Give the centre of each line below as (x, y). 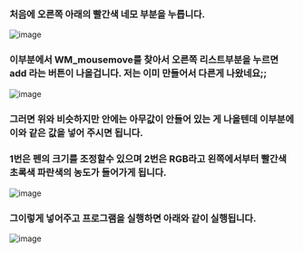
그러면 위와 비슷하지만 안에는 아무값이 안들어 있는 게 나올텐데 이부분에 (152, 119)
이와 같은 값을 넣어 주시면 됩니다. (76, 132)
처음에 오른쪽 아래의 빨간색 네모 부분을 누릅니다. (108, 14)
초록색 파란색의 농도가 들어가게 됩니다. (88, 172)
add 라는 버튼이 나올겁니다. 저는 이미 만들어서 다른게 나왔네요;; (138, 73)
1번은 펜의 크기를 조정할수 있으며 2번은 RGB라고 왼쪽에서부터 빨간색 (148, 159)
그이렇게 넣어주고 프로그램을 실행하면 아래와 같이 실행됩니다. (133, 218)
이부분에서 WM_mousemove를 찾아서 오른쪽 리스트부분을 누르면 (144, 60)
